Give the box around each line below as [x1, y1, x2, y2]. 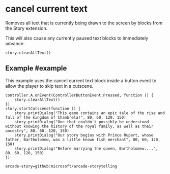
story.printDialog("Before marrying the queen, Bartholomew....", [14, 146, 158, 151]
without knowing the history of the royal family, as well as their [5, 124, 154, 129]
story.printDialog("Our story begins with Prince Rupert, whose [14, 132, 154, 137]
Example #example [5, 64, 67, 73]
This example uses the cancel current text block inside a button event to [5, 77, 157, 84]
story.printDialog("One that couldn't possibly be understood [14, 119, 149, 124]
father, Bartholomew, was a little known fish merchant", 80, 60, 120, [5, 137, 160, 142]
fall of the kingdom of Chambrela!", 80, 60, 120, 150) [5, 115, 126, 120]
